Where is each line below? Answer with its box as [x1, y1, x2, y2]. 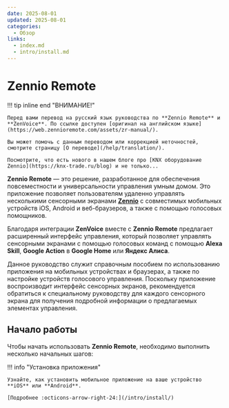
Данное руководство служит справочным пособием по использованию [7, 260, 221, 268]
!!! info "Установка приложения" [7, 363, 101, 371]
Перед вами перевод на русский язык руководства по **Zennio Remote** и [7, 114, 221, 121]
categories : [7, 23, 41, 30]
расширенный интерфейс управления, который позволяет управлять [7, 232, 212, 240]
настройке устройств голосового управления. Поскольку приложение [7, 274, 216, 283]
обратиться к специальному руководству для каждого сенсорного [7, 289, 206, 297]
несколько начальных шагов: [7, 349, 94, 358]
